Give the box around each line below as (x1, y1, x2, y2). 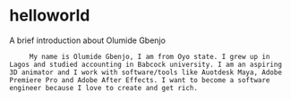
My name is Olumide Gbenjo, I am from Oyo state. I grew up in (29, 52, 270, 61)
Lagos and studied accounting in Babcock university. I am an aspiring (9, 60, 282, 69)
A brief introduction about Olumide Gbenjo (9, 35, 166, 46)
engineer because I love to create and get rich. (9, 83, 199, 92)
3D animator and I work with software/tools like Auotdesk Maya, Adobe (9, 68, 282, 77)
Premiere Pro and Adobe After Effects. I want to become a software (9, 75, 270, 85)
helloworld (9, 5, 90, 26)
